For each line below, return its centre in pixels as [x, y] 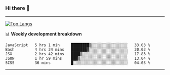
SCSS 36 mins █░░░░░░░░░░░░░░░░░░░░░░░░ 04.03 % [78, 63]
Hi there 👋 [18, 8]
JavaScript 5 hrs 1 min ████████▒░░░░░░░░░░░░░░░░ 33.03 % [78, 45]
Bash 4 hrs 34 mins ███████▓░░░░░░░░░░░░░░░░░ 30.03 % [78, 50]
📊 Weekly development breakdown [44, 34]
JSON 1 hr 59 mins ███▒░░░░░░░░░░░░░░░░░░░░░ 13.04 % [78, 59]
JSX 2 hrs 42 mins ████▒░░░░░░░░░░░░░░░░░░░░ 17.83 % [78, 54]
